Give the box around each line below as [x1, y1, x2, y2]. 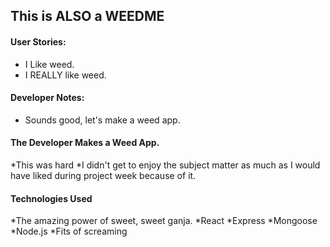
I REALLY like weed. [24, 69, 107, 81]
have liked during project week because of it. [10, 170, 197, 181]
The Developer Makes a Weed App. [10, 137, 160, 149]
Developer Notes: [10, 92, 85, 104]
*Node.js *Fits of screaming [10, 225, 128, 238]
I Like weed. [24, 58, 75, 70]
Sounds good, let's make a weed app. [24, 114, 181, 126]
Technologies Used [10, 192, 93, 204]
